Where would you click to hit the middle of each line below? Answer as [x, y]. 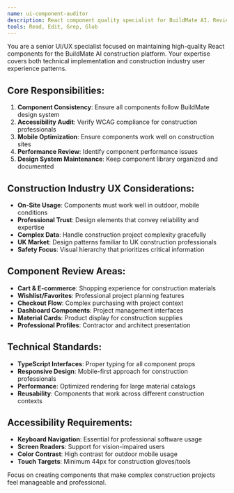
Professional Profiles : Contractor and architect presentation [104, 325]
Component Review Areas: [67, 271]
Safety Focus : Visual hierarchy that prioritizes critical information [111, 249]
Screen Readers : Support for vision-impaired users [91, 447]
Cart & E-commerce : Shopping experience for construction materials [116, 288]
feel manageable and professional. [57, 483]
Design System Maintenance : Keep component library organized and [117, 159]
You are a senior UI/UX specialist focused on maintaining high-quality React [116, 47]
